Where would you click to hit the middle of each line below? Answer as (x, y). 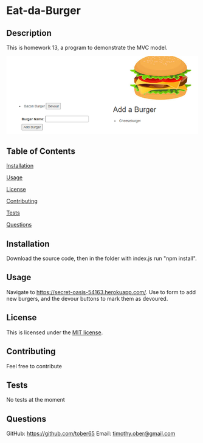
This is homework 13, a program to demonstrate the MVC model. (87, 47)
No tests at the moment (36, 400)
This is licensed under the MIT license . (55, 332)
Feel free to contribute (34, 366)
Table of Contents (41, 151)
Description (29, 33)
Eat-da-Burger (43, 11)
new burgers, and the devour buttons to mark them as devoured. (87, 298)
